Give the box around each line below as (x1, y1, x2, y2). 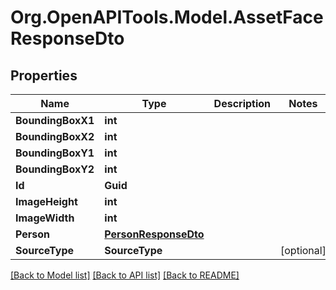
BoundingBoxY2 (15, 162, 95, 176)
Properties (10, 67, 78, 84)
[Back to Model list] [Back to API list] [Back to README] (10, 269, 240, 281)
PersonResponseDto (104, 227, 205, 241)
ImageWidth (15, 211, 75, 225)
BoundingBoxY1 (15, 146, 95, 160)
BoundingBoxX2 (15, 130, 95, 143)
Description (213, 97, 272, 110)
